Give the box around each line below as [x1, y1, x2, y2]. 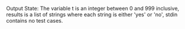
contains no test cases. [6, 17, 64, 24]
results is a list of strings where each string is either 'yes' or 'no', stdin [6, 11, 178, 18]
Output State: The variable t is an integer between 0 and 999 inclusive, [6, 5, 180, 12]
